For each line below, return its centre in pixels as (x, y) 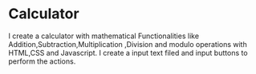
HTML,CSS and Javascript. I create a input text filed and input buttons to (128, 53)
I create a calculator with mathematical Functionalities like (104, 36)
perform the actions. (42, 61)
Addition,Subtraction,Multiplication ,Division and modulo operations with (128, 44)
